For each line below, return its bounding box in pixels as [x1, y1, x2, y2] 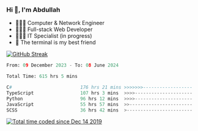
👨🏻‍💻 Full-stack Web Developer [15, 26, 93, 33]
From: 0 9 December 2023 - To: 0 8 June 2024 [6, 62, 119, 69]
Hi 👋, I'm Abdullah [6, 5, 61, 14]
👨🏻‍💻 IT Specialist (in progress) [15, 32, 93, 40]
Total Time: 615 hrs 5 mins [6, 73, 78, 80]
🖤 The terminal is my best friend [15, 39, 96, 46]
